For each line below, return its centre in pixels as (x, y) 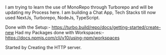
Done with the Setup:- (28, 27)
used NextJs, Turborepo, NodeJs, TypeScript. (52, 18)
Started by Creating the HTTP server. (43, 47)
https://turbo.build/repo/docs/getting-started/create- (106, 27)
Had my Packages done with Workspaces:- (59, 32)
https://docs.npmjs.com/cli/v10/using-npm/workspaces (62, 38)
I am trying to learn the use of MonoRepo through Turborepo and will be (79, 7)
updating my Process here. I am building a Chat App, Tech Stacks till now (80, 12)
